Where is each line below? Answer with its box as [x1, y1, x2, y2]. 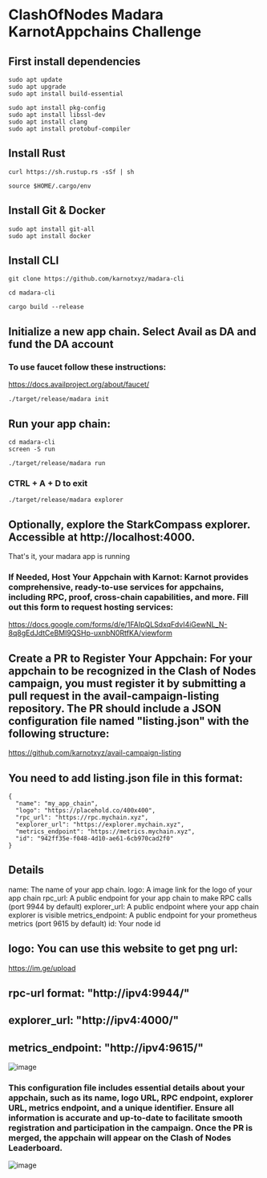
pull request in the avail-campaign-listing [8, 689, 220, 702]
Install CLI [8, 254, 59, 268]
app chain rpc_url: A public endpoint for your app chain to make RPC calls [8, 893, 253, 903]
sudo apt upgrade [8, 83, 67, 91]
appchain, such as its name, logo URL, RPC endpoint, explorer [8, 1092, 254, 1103]
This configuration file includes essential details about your [8, 1083, 245, 1094]
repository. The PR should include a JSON [8, 702, 222, 715]
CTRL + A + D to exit [8, 477, 88, 488]
